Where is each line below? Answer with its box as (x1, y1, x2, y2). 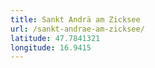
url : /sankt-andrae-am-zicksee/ (10, 24, 145, 34)
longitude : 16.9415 (10, 42, 92, 53)
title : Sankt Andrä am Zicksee (10, 14, 141, 25)
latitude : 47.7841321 (10, 33, 101, 43)
